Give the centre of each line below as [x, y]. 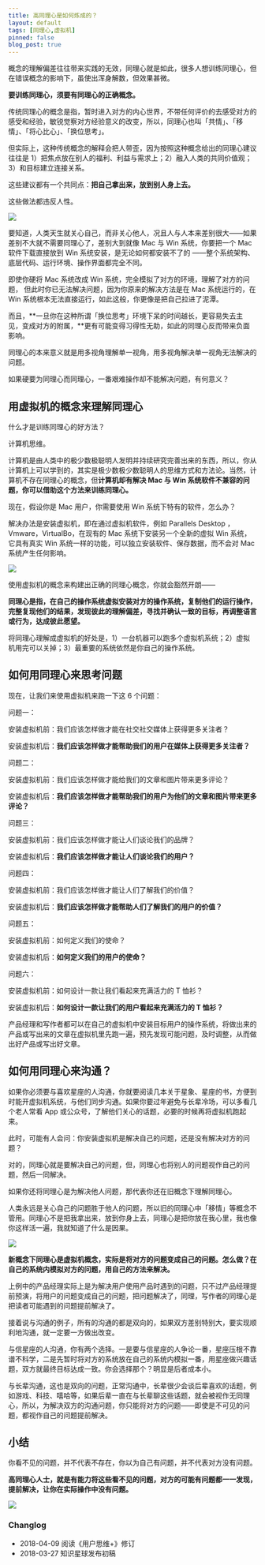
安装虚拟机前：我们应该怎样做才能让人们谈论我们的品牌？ [101, 839]
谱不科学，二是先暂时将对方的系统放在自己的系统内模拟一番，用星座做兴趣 [129, 1359]
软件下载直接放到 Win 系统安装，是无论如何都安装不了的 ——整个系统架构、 [131, 253]
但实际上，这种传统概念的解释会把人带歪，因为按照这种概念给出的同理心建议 [132, 148]
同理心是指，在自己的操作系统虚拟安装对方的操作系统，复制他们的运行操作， [132, 601]
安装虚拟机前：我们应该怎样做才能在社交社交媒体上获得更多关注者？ [119, 729]
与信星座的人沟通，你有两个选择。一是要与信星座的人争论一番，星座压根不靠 [132, 1349]
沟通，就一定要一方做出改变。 [70, 1332]
